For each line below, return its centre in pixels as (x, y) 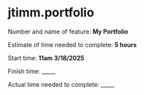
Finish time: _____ (32, 71)
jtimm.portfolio (51, 13)
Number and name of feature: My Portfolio (68, 31)
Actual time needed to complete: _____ (61, 84)
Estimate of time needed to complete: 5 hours (72, 44)
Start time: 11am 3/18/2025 (46, 58)
